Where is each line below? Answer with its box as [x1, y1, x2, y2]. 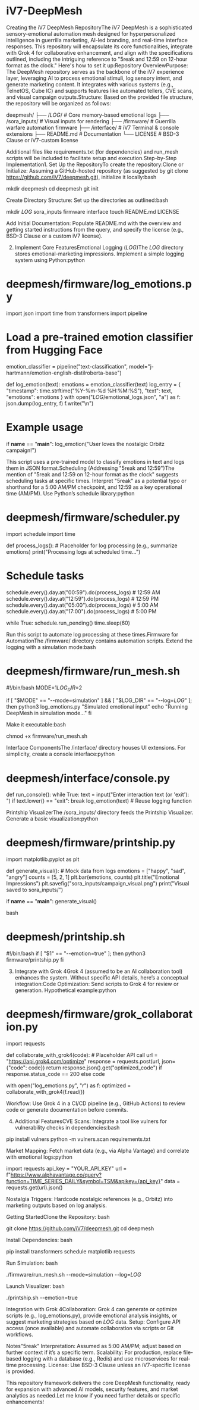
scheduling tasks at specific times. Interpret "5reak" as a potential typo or [6, 477, 187, 484]
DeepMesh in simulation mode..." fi [6, 710, 92, 717]
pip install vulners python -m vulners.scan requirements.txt [6, 1136, 151, 1143]
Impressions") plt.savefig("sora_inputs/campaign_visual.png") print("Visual [6, 880, 189, 887]
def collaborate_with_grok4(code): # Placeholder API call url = [6, 1052, 158, 1059]
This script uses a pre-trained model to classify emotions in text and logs [6, 458, 185, 465]
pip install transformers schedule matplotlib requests [6, 1248, 135, 1255]
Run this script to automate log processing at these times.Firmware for [6, 631, 179, 638]
